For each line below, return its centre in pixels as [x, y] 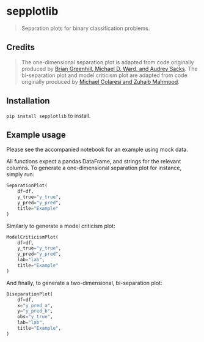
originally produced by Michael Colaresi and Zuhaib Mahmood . [100, 81]
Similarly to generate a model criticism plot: [61, 226]
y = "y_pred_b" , [35, 311]
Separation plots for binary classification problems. [86, 28]
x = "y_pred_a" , [35, 305]
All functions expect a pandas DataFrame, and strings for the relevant [94, 162]
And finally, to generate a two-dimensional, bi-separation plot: [85, 283]
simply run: [20, 174]
